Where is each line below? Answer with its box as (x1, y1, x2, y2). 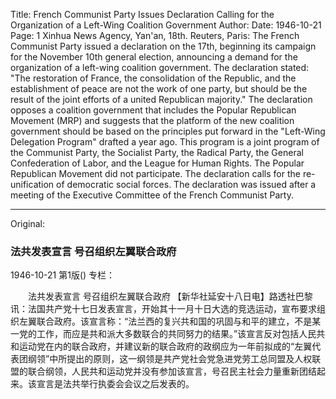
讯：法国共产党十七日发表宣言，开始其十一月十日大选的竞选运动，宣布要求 (10, 303, 317, 315)
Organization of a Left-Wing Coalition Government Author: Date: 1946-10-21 (10, 19, 322, 31)
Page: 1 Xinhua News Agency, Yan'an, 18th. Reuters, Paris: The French (10, 30, 300, 41)
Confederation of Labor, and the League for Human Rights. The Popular (10, 157, 305, 169)
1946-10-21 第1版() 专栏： (10, 269, 116, 281)
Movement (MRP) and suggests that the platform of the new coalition (10, 115, 295, 126)
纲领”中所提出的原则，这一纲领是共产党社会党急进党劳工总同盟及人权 (27, 353, 313, 365)
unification (10, 179, 55, 190)
